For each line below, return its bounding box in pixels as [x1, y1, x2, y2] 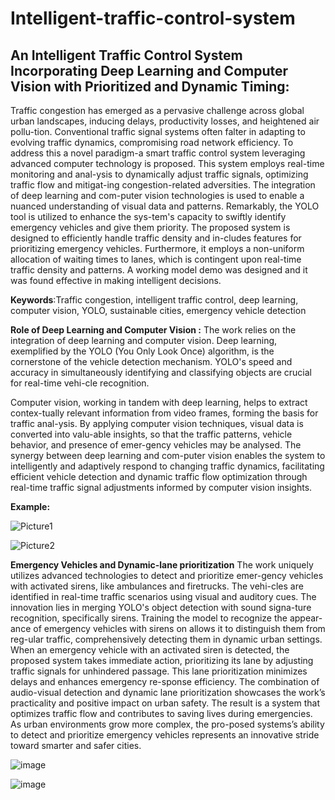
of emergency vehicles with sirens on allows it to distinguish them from [33, 623, 326, 634]
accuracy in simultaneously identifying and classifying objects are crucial [10, 367, 312, 378]
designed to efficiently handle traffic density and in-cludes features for [10, 232, 302, 244]
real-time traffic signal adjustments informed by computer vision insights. [10, 482, 313, 493]
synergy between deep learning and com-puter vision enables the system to [10, 450, 326, 461]
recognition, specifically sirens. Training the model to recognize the [10, 612, 288, 624]
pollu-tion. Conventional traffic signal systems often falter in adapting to [10, 126, 306, 137]
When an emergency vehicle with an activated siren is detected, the [10, 644, 290, 656]
